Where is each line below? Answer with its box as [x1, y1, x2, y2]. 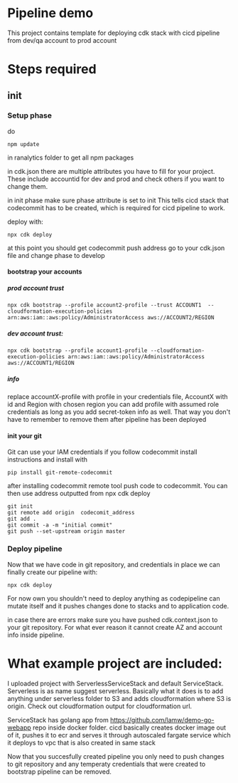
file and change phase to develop [7, 251, 105, 259]
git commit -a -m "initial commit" [7, 522, 113, 529]
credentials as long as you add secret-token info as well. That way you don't [7, 408, 231, 416]
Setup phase [7, 110, 52, 120]
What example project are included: [7, 655, 222, 671]
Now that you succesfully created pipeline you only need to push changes [7, 752, 225, 760]
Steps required [7, 61, 97, 78]
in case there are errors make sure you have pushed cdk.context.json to [7, 615, 218, 624]
